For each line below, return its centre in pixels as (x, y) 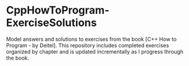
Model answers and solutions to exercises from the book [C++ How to (92, 39)
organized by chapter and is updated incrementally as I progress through (95, 51)
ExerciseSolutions (52, 23)
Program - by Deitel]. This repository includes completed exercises (88, 45)
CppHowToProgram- (58, 10)
